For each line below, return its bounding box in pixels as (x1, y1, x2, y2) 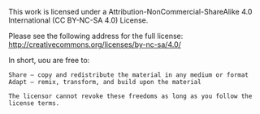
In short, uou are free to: (8, 56, 90, 65)
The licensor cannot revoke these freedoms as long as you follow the (8, 92, 253, 100)
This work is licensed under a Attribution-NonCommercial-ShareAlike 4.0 (8, 7, 253, 16)
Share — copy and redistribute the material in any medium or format (8, 71, 249, 79)
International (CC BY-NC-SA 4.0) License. (8, 15, 149, 25)
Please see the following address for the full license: (8, 32, 184, 40)
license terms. (8, 99, 60, 108)
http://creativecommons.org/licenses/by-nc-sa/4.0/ (8, 40, 181, 49)
